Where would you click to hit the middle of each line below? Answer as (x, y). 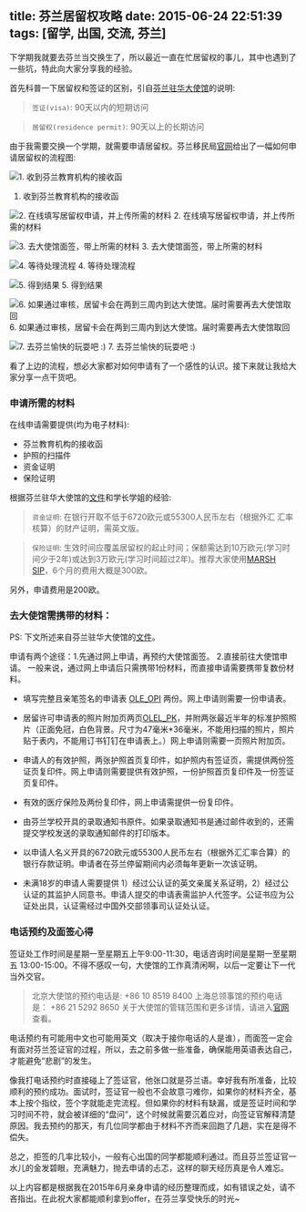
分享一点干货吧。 (49, 377)
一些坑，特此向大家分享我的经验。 (73, 68)
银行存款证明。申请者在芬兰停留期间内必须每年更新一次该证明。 (142, 864)
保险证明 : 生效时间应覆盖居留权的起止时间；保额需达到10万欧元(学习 (157, 548)
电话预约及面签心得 (51, 932)
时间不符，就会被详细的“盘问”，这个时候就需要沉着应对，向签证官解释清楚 (156, 1114)
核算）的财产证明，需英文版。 (87, 529)
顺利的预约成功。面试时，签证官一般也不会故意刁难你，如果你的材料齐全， (149, 1091)
